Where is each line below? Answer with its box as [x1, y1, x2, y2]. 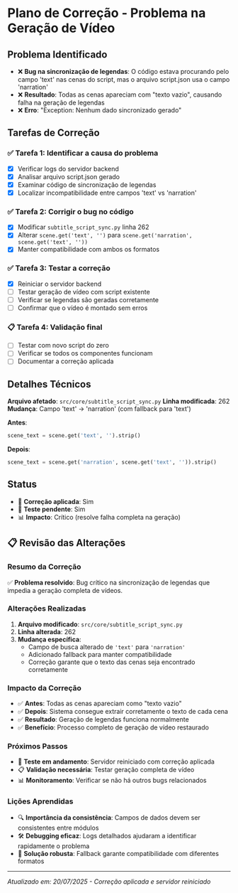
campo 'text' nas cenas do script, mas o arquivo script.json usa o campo [17, 75, 230, 83]
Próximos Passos [7, 742, 68, 752]
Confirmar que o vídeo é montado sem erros [17, 304, 148, 312]
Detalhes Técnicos [7, 378, 91, 390]
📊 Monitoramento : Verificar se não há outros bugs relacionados [17, 776, 207, 785]
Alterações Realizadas [7, 604, 86, 614]
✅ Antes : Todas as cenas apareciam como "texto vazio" [17, 699, 182, 708]
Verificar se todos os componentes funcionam [17, 349, 153, 358]
